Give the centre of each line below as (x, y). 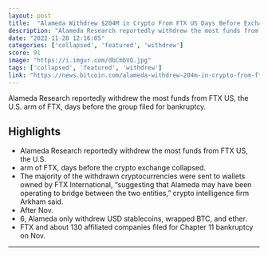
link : (17, 75)
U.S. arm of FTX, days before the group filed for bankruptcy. (107, 106)
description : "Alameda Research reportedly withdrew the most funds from (134, 30)
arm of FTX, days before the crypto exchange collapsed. (112, 168)
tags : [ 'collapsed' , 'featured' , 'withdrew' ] (85, 68)
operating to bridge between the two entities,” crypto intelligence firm (134, 194)
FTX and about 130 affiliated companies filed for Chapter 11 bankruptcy (136, 227)
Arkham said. (41, 202)
